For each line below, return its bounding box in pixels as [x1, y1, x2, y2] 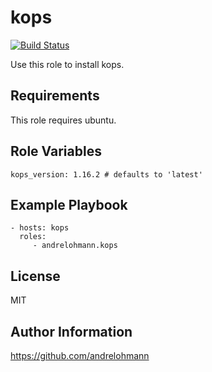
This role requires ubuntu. [10, 114, 117, 126]
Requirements [10, 87, 100, 105]
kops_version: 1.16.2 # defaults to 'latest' [10, 169, 203, 180]
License [10, 267, 61, 285]
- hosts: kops [10, 223, 70, 233]
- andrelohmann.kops [32, 241, 118, 251]
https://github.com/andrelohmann [10, 350, 150, 361]
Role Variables [10, 143, 102, 160]
